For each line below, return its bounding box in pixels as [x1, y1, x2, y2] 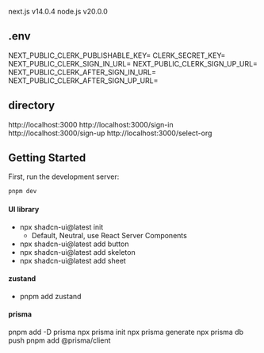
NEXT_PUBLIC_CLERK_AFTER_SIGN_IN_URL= [8, 67, 157, 77]
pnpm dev [8, 188, 37, 195]
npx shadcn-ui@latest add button [19, 239, 129, 249]
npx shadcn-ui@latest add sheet [19, 256, 127, 265]
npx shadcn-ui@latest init [19, 222, 104, 232]
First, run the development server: [8, 172, 120, 181]
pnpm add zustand [19, 291, 82, 301]
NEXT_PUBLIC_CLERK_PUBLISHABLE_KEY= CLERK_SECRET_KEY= [8, 51, 226, 60]
